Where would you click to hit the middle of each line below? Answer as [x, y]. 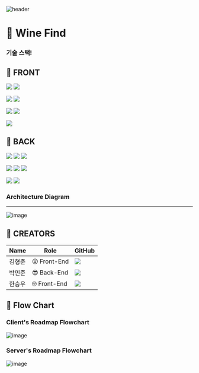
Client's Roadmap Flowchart [48, 323]
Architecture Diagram [38, 197]
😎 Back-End [50, 272]
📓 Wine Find [36, 33]
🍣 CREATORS [31, 234]
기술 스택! [19, 53]
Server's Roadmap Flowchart [49, 350]
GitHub [85, 251]
